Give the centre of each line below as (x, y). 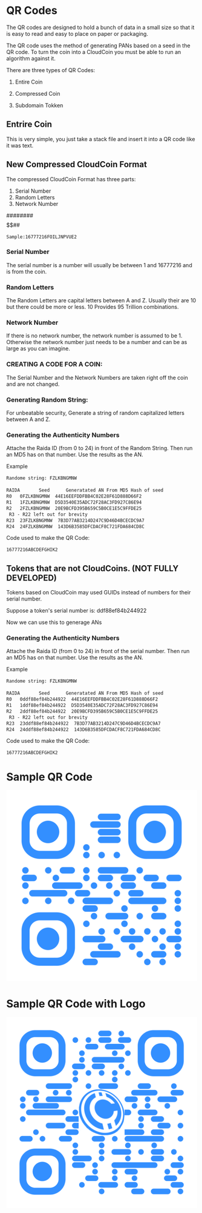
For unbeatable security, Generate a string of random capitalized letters (95, 413)
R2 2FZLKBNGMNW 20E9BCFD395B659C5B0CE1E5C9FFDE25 (74, 509)
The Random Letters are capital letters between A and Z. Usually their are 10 (101, 301)
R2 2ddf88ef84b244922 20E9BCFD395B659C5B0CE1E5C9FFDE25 (82, 712)
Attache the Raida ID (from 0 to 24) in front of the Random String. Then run (99, 448)
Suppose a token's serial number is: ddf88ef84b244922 (77, 611)
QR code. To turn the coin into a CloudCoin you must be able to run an (94, 52)
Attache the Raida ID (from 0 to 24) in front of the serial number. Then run (98, 651)
